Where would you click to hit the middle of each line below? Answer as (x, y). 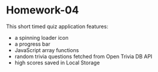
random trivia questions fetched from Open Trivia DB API (83, 56)
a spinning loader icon (41, 37)
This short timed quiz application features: (57, 26)
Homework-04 (43, 10)
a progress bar (32, 44)
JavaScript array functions (47, 50)
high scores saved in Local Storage (57, 63)
